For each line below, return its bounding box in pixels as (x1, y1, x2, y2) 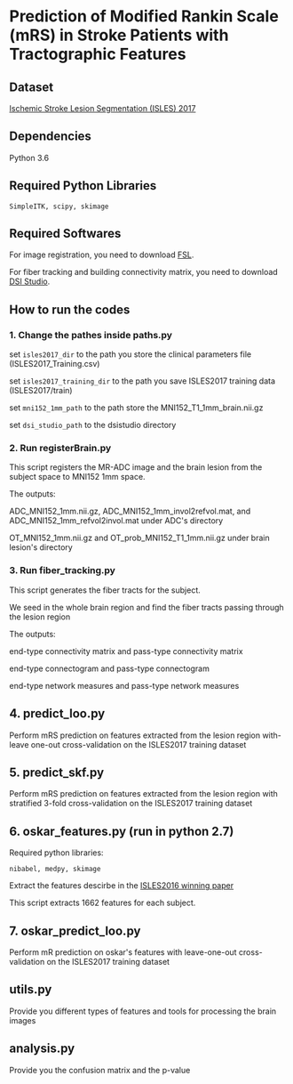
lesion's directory (9, 542, 73, 553)
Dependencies (9, 129, 91, 144)
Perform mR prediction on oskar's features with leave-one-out (9, 946, 237, 958)
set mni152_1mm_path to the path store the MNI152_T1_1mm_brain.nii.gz (9, 402, 264, 413)
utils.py (9, 982, 52, 998)
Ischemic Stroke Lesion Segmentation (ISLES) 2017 (9, 103, 196, 113)
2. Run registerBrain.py (9, 442, 112, 455)
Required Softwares (9, 226, 122, 241)
